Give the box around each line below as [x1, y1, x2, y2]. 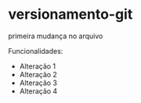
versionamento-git [8, 5, 133, 23]
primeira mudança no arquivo [8, 31, 103, 41]
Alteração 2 [19, 69, 57, 79]
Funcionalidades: [8, 46, 63, 55]
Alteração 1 [19, 61, 56, 71]
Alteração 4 [19, 86, 58, 95]
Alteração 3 [19, 78, 57, 87]
